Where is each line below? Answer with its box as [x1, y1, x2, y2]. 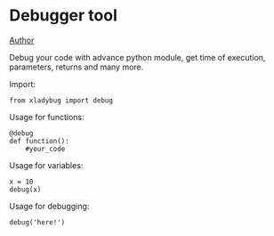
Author [9, 35, 35, 45]
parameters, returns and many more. [9, 61, 144, 72]
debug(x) [9, 184, 42, 194]
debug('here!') [9, 217, 66, 227]
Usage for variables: [9, 159, 84, 170]
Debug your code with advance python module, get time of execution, [9, 52, 266, 62]
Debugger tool [9, 5, 117, 26]
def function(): [9, 136, 69, 145]
